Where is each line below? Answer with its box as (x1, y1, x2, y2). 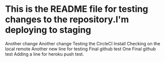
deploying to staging (5, 25, 91, 35)
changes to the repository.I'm (5, 14, 129, 25)
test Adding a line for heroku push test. (5, 51, 84, 57)
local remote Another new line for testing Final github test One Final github (5, 46, 156, 52)
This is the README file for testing (5, 3, 149, 15)
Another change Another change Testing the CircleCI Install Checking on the (5, 40, 161, 46)
